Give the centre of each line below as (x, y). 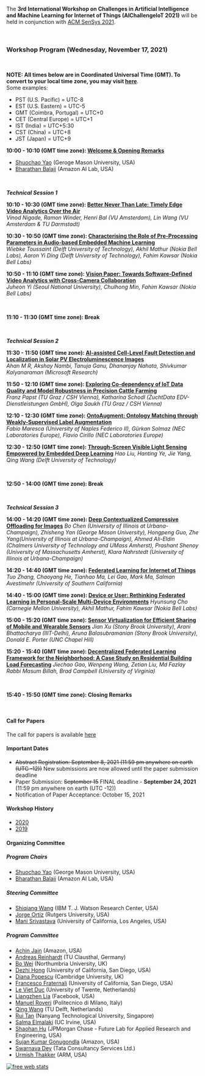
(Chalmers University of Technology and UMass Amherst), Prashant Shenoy (103, 545)
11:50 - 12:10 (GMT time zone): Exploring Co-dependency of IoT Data (95, 384)
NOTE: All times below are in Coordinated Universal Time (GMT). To (94, 75)
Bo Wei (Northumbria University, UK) (61, 964)
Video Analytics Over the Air (43, 211)
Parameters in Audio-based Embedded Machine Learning (81, 243)
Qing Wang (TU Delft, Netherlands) (59, 1009)
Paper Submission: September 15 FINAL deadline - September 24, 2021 (106, 781)
